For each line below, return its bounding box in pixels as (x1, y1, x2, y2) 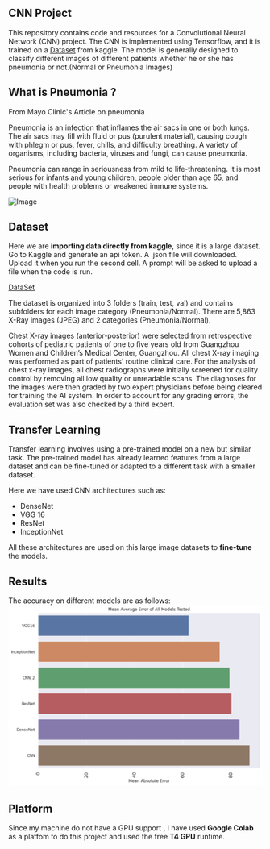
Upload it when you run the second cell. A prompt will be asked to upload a (8, 258, 258, 268)
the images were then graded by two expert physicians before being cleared (8, 382, 263, 392)
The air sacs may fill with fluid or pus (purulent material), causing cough (8, 131, 247, 140)
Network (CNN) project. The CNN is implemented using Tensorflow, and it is (8, 36, 261, 46)
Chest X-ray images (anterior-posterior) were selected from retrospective (8, 331, 252, 341)
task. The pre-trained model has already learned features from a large (8, 453, 241, 463)
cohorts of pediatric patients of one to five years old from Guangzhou (8, 339, 239, 349)
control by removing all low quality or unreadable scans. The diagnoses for (8, 374, 257, 384)
